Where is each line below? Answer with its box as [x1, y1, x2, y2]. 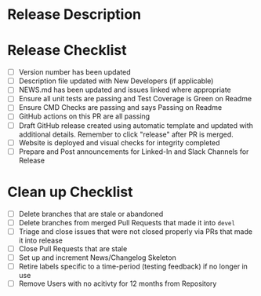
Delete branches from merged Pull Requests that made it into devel [18, 217, 236, 227]
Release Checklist [7, 42, 127, 60]
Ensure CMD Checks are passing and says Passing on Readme [18, 103, 223, 112]
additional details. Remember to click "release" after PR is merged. [18, 130, 234, 139]
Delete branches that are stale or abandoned [18, 209, 164, 218]
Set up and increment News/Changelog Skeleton [18, 253, 177, 262]
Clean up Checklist [7, 183, 133, 201]
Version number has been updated [18, 68, 131, 77]
